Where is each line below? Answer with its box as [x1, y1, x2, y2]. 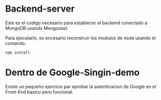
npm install [5, 50, 30, 55]
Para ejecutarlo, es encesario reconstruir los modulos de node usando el [5, 35, 156, 41]
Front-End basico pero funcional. [5, 89, 74, 95]
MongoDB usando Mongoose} [5, 25, 68, 31]
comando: [5, 40, 26, 46]
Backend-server [5, 3, 75, 15]
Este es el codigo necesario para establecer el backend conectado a [5, 20, 147, 26]
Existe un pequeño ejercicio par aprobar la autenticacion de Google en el [5, 83, 156, 89]
